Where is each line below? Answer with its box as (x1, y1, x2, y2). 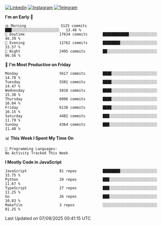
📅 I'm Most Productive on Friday (5, 62, 71, 68)
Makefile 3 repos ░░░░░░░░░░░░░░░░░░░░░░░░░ (5, 203, 158, 208)
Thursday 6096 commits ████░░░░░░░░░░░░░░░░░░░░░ (5, 97, 158, 102)
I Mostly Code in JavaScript (5, 159, 62, 165)
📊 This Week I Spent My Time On (5, 135, 74, 141)
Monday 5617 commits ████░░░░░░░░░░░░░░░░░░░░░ (5, 71, 158, 76)
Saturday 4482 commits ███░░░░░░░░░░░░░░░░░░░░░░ (5, 114, 158, 119)
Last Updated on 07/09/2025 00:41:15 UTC (5, 215, 91, 221)
